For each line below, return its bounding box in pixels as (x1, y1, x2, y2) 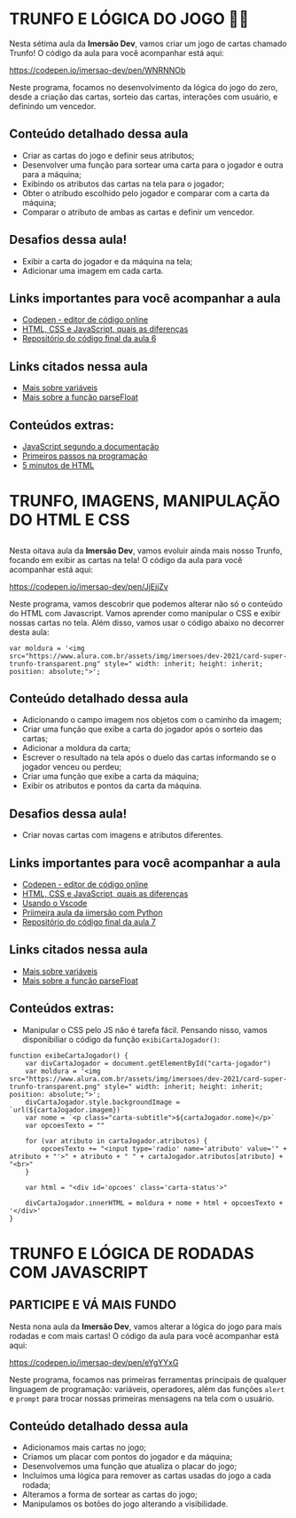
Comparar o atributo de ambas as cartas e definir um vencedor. (21, 207, 255, 217)
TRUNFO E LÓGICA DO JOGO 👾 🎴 (9, 9, 250, 29)
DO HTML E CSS (9, 510, 130, 530)
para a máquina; (21, 168, 82, 179)
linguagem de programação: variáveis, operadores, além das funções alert (9, 1383, 285, 1394)
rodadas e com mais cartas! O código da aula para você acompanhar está (9, 1330, 279, 1341)
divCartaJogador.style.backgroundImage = (25, 1098, 180, 1107)
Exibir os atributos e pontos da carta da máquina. (21, 780, 202, 791)
